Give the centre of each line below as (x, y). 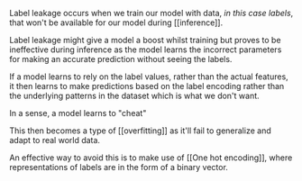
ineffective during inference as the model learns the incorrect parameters (146, 50)
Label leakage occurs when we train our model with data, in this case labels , (151, 13)
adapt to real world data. (55, 140)
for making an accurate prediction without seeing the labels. (121, 59)
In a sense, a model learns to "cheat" (78, 113)
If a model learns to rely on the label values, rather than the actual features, (149, 77)
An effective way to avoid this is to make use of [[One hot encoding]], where (151, 158)
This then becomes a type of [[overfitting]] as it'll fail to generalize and (141, 131)
